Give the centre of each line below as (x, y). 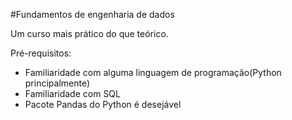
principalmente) (57, 83)
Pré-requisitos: (41, 53)
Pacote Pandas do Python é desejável (103, 104)
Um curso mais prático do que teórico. (89, 33)
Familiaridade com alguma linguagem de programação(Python (153, 72)
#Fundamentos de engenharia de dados (92, 14)
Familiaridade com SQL (72, 93)
